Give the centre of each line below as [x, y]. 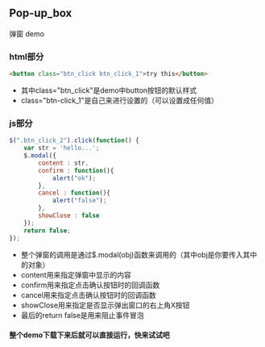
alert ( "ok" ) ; [74, 178]
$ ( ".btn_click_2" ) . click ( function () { [74, 140]
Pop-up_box [41, 13]
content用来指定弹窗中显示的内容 [76, 274]
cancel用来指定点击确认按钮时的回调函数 [88, 295]
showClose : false [69, 216]
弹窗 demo [27, 33]
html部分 [27, 56]
